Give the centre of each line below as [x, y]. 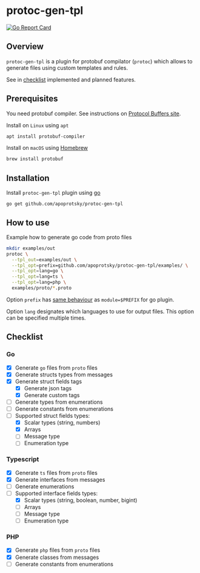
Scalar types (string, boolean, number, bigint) [81, 500]
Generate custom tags [52, 395]
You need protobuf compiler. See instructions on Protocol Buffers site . [94, 113]
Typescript [23, 459]
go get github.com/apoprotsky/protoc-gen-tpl [65, 204]
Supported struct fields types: [52, 416]
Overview [25, 47]
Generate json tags [48, 388]
